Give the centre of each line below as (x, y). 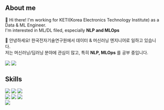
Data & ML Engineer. (26, 25)
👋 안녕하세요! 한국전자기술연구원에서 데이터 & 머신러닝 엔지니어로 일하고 (74, 40)
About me (20, 8)
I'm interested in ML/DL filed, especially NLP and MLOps (62, 30)
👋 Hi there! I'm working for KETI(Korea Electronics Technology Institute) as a (82, 20)
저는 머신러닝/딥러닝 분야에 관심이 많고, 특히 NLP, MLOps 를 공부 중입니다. (77, 52)
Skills (14, 79)
